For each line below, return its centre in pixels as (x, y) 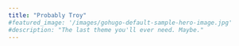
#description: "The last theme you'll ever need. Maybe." (106, 30)
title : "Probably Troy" (48, 15)
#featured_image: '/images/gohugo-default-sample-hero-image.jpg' (120, 23)
